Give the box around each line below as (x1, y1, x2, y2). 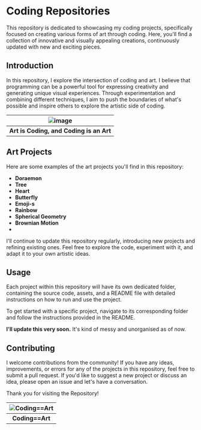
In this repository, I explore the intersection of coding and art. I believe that (6, 76, 191, 83)
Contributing (6, 343, 55, 353)
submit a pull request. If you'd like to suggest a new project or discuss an (6, 372, 187, 379)
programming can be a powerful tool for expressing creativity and (6, 83, 169, 90)
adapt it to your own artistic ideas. (6, 250, 91, 257)
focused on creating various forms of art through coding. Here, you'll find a (6, 30, 192, 37)
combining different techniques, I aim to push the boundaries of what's (6, 95, 182, 103)
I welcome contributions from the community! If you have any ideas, (6, 359, 175, 366)
